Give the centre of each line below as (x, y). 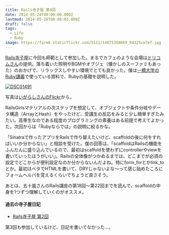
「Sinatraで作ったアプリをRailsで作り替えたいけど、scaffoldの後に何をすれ (83, 137)
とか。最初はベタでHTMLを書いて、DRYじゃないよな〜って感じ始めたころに (84, 169)
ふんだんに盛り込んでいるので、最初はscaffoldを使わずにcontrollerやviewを (83, 149)
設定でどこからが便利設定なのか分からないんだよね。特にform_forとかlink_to (85, 162)
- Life (17, 33)
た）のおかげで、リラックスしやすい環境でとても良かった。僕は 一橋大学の (82, 70)
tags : (11, 29)
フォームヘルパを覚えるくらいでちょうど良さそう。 (58, 175)
